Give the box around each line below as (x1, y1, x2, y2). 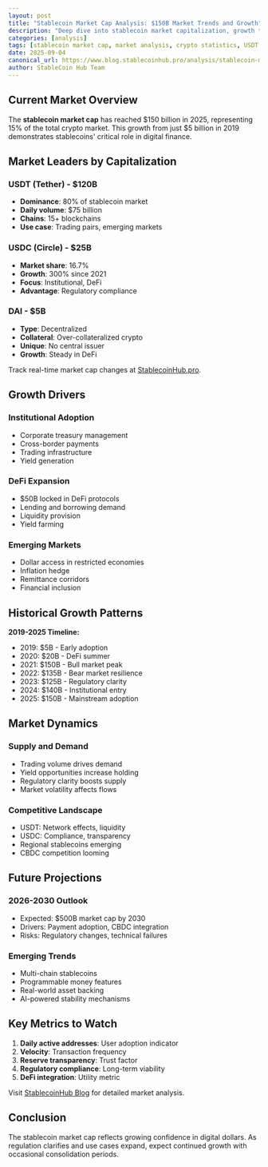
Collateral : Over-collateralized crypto (19, 333, 144, 342)
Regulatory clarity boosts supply (19, 776, 127, 786)
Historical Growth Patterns (8, 606, 144, 619)
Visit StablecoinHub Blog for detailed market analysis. (8, 1088, 185, 1097)
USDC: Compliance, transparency (19, 830, 132, 840)
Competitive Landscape (8, 804, 103, 815)
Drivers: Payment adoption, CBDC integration (19, 922, 169, 931)
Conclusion (8, 1111, 67, 1125)
